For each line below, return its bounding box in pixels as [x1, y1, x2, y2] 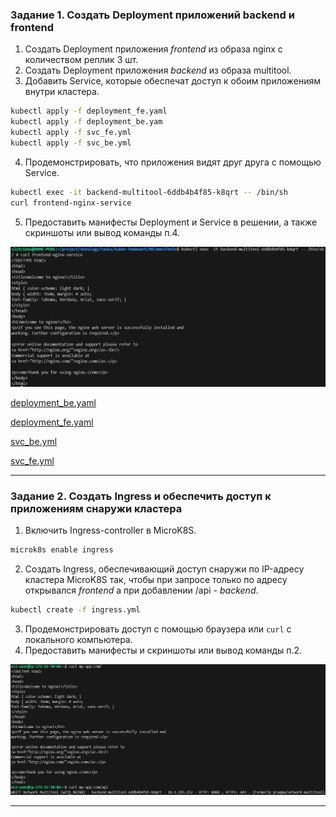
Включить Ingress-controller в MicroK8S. [24, 524, 197, 537]
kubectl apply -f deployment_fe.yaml [10, 106, 168, 117]
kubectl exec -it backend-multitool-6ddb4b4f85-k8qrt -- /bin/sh [10, 187, 288, 197]
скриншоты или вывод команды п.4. [24, 226, 181, 238]
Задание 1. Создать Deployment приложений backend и [10, 8, 295, 22]
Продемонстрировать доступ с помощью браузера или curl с [24, 623, 292, 635]
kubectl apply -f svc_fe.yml [10, 128, 132, 138]
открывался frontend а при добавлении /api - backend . [24, 584, 259, 597]
